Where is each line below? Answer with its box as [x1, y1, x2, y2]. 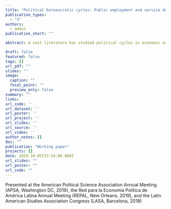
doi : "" [5, 139, 22, 144]
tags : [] [5, 59, 24, 64]
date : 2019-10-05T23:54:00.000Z [5, 154, 74, 159]
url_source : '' [5, 125, 38, 130]
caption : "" [10, 78, 36, 83]
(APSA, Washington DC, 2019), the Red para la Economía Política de [5, 187, 148, 193]
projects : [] [5, 148, 33, 154]
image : [5, 73, 19, 78]
